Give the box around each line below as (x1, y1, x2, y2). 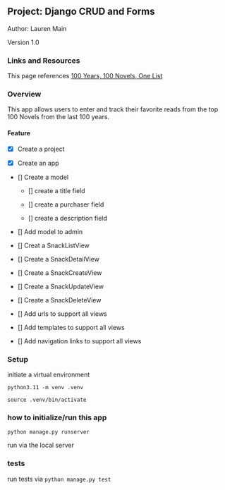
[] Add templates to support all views (17, 323, 125, 331)
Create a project (17, 145, 65, 153)
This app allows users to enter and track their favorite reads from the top (7, 105, 219, 114)
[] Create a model (17, 173, 69, 181)
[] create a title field (28, 186, 86, 195)
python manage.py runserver (7, 429, 90, 436)
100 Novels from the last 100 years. (7, 113, 110, 121)
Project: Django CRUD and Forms (7, 6, 155, 18)
